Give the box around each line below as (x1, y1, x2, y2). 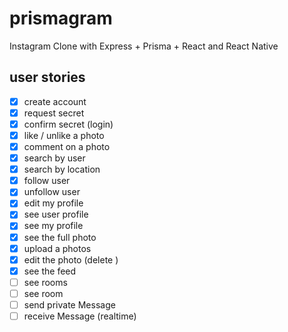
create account (23, 95, 87, 107)
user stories (9, 69, 86, 86)
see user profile (23, 208, 89, 221)
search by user (23, 152, 86, 164)
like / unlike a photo (23, 129, 105, 141)
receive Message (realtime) (23, 310, 137, 322)
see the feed (23, 265, 77, 277)
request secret (23, 107, 85, 119)
